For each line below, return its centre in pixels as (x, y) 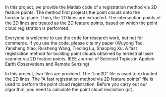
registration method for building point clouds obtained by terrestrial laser (79, 53)
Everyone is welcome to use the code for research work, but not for (74, 38)
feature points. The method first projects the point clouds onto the (73, 12)
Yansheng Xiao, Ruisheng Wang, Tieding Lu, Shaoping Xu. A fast (71, 48)
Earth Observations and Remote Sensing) (47, 64)
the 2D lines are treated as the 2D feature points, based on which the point (81, 23)
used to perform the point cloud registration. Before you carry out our (76, 84)
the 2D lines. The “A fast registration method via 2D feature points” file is (79, 79)
